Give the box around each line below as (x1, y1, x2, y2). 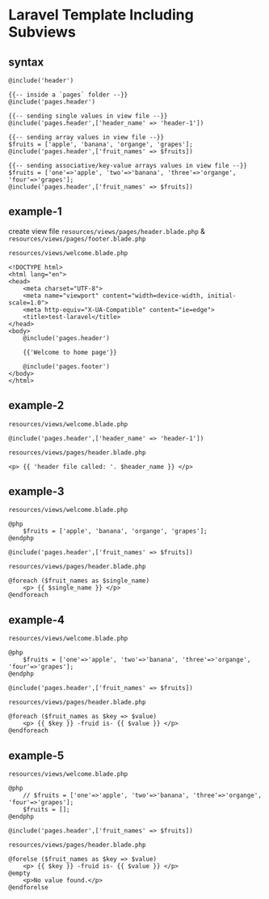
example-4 (8, 613, 65, 627)
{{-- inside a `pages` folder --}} (8, 91, 128, 99)
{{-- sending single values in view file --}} (8, 112, 168, 120)
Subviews (8, 23, 77, 41)
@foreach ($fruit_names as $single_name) (8, 577, 150, 585)
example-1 (8, 205, 62, 219)
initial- (207, 292, 237, 300)
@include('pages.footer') (23, 362, 111, 370)
